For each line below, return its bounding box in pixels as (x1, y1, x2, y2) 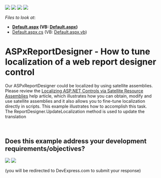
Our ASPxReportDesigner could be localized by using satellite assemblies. (5, 82, 153, 88)
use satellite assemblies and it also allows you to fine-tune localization (5, 98, 145, 104)
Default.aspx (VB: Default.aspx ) (12, 24, 78, 30)
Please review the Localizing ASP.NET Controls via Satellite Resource (5, 88, 144, 94)
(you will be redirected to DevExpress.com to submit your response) (5, 167, 141, 173)
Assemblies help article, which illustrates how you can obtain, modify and (5, 93, 152, 99)
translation (5, 113, 27, 119)
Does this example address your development (5, 137, 147, 146)
